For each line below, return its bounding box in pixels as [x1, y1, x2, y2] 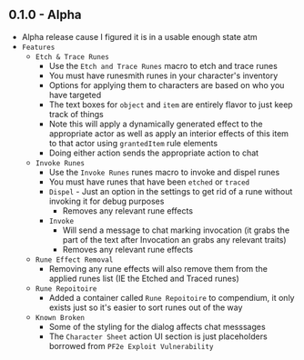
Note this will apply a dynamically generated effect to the [48, 118, 263, 129]
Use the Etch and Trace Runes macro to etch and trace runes [48, 60, 279, 71]
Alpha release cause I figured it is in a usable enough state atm [21, 31, 258, 42]
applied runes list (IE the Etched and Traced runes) [48, 273, 239, 284]
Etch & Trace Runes [35, 52, 110, 62]
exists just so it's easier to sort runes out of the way [48, 302, 243, 313]
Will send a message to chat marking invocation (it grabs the [62, 225, 290, 235]
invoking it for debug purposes [48, 195, 165, 206]
